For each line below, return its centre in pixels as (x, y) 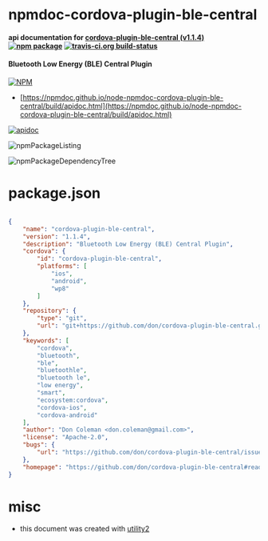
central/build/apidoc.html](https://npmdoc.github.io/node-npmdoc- (130, 106)
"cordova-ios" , (62, 407)
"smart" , (51, 393)
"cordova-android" (67, 415)
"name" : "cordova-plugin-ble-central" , (89, 229)
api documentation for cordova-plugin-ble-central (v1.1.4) (106, 37)
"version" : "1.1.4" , (57, 236)
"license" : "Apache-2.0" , (66, 438)
